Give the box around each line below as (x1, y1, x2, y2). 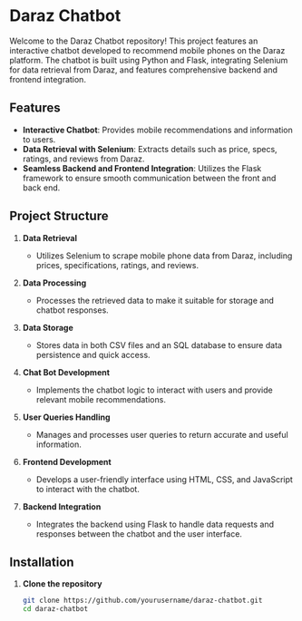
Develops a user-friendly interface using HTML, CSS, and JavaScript (35, 473, 293, 485)
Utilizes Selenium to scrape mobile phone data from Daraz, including (35, 250, 293, 261)
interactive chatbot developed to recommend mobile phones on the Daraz (9, 44, 286, 55)
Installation (9, 554, 74, 569)
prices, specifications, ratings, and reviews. (35, 259, 200, 270)
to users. (22, 133, 56, 145)
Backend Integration (22, 500, 102, 512)
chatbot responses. (35, 305, 109, 315)
